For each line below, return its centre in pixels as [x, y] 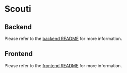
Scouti [18, 9]
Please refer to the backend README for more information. [63, 38]
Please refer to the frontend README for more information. [63, 65]
